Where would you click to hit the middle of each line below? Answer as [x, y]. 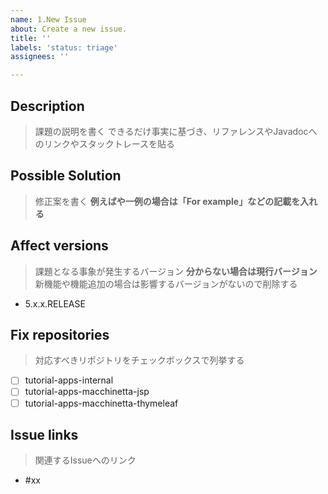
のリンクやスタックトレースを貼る [105, 143]
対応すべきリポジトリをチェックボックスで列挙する [139, 360]
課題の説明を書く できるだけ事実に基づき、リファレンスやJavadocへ [176, 131]
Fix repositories [60, 334]
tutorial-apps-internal [69, 380]
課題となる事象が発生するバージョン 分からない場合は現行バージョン [176, 271]
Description [47, 106]
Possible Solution [66, 176]
